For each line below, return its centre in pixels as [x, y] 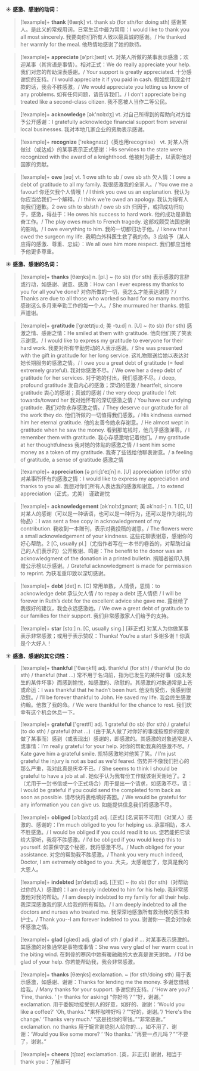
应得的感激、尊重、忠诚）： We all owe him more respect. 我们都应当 [103, 244]
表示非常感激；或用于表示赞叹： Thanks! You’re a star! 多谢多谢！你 [102, 636]
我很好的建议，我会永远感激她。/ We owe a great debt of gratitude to [105, 608]
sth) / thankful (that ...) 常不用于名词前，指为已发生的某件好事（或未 [103, 675]
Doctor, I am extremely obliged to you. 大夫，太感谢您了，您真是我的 [104, 862]
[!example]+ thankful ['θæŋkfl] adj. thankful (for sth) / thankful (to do [105, 668]
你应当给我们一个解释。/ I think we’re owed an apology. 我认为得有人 [104, 199]
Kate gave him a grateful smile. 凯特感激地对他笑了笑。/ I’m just [98, 754]
